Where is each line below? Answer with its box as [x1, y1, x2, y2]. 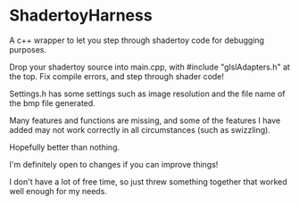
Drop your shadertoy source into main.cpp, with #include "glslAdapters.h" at [9, 61, 290, 72]
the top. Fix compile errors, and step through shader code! [9, 70, 225, 81]
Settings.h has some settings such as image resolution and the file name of [9, 88, 286, 99]
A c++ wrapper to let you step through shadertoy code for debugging [9, 35, 265, 45]
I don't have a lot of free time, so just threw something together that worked [9, 176, 287, 187]
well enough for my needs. [9, 185, 107, 196]
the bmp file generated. [9, 97, 96, 108]
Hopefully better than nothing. [9, 142, 120, 152]
